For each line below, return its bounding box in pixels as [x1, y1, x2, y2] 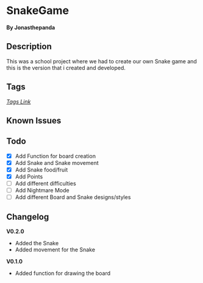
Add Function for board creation [15, 152, 96, 159]
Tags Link [6, 98, 31, 105]
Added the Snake [15, 240, 59, 247]
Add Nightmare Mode [15, 187, 69, 194]
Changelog [6, 211, 49, 222]
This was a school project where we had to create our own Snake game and [6, 57, 197, 65]
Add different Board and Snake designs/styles [15, 194, 131, 201]
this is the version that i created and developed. [6, 64, 126, 71]
